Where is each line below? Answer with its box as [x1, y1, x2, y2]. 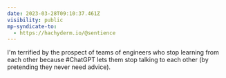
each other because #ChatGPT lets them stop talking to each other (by [7, 56, 209, 64]
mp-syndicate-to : [7, 23, 57, 30]
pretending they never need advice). [7, 63, 111, 71]
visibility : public [7, 17, 64, 23]
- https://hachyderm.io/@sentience [13, 29, 116, 37]
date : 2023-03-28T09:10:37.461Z [7, 10, 100, 17]
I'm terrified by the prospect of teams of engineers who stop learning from [7, 48, 220, 57]
